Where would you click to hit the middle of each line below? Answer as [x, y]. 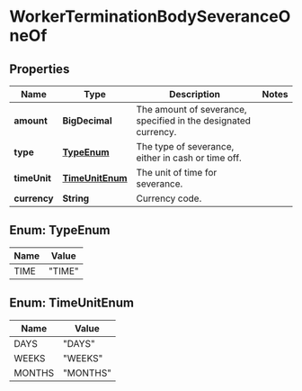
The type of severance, [185, 146]
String [76, 198]
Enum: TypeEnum [60, 230]
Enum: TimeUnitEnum [72, 303]
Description [195, 94]
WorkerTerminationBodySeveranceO [150, 17]
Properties [40, 69]
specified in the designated [194, 121]
